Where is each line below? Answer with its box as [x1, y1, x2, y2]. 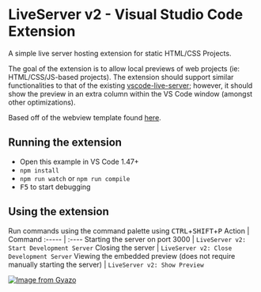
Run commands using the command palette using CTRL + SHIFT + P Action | [8, 226, 250, 235]
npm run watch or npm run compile [19, 173, 130, 183]
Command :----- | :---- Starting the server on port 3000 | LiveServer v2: [8, 234, 247, 244]
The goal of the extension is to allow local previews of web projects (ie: [8, 63, 240, 73]
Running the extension [8, 136, 123, 150]
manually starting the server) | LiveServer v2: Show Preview [8, 260, 204, 269]
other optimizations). [8, 97, 76, 107]
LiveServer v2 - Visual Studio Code [8, 6, 244, 24]
